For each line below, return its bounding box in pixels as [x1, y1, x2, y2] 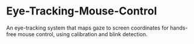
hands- [170, 24, 188, 31]
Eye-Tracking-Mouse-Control [6, 4, 157, 18]
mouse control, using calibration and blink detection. [17, 30, 148, 37]
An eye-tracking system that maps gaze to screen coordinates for [6, 24, 169, 31]
